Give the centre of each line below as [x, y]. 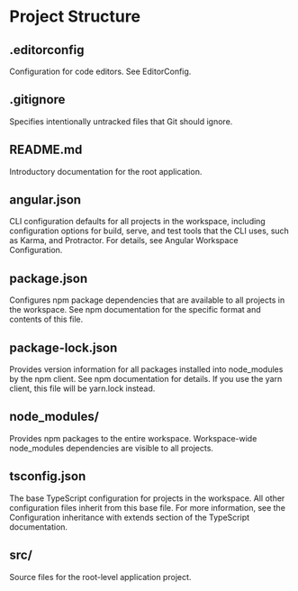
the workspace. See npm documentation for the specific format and [135, 310]
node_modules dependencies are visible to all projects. [112, 448]
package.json [49, 278]
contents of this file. [46, 319]
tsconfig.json [48, 476]
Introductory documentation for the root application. [106, 171]
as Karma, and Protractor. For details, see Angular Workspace [124, 241]
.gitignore [37, 100]
